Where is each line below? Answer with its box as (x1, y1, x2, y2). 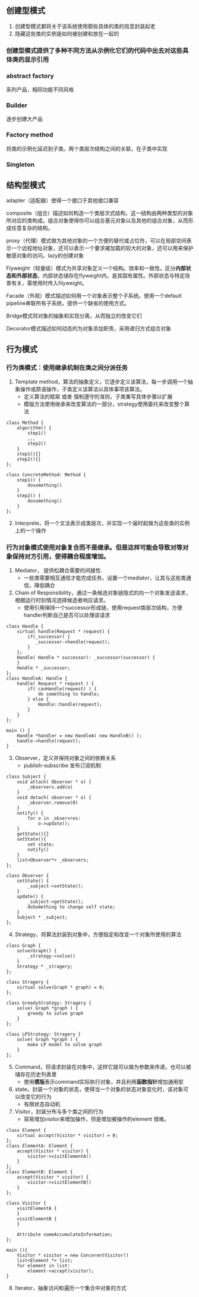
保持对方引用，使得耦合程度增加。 (12, 552, 110, 560)
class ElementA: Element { (6, 1143, 73, 1149)
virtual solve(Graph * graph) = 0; (17, 984, 105, 990)
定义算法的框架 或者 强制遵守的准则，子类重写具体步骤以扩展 (23, 393, 173, 400)
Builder (6, 101, 28, 109)
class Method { (6, 420, 44, 426)
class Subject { (6, 774, 46, 780)
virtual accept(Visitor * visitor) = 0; (17, 1133, 118, 1139)
